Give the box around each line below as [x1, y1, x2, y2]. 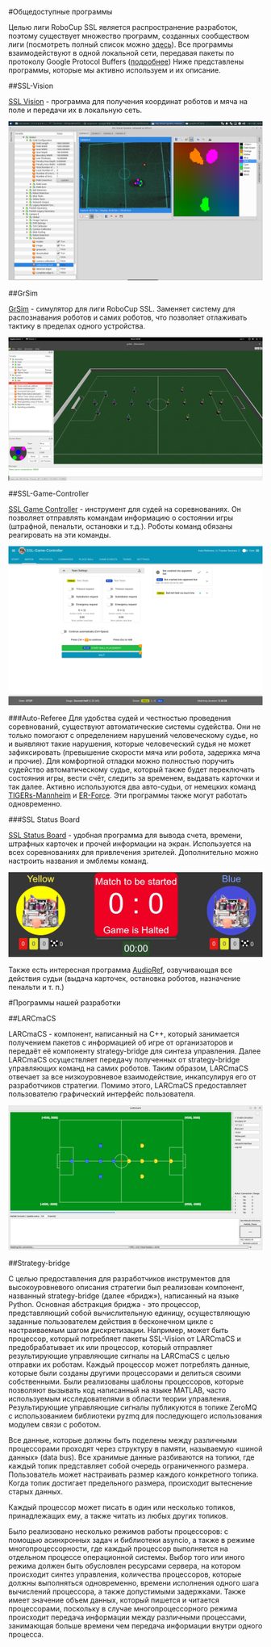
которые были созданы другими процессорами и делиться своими [8, 1368, 242, 1377]
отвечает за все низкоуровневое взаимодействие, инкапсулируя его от [8, 1071, 256, 1081]
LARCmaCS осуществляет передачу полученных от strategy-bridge [8, 1054, 240, 1064]
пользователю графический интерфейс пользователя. [8, 1089, 196, 1099]
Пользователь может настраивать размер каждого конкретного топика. [8, 1469, 259, 1479]
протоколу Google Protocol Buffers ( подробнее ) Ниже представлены [8, 57, 244, 66]
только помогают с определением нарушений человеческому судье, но [8, 730, 259, 740]
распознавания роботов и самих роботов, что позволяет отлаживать [8, 312, 248, 322]
